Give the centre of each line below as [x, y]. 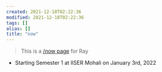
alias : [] [19, 28]
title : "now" [22, 34]
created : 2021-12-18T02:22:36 [44, 12]
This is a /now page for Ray [54, 51]
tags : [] [17, 23]
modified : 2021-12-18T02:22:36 [45, 17]
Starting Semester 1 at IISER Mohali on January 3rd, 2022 [85, 63]
